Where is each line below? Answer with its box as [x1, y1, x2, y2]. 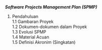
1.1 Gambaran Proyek [12, 19, 54, 24]
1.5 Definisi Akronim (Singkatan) [12, 39, 76, 45]
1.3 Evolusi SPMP [12, 29, 47, 34]
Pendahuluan [12, 14, 39, 19]
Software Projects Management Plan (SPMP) [5, 4, 98, 10]
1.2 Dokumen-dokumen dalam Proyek [12, 24, 87, 30]
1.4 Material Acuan [12, 34, 49, 40]
